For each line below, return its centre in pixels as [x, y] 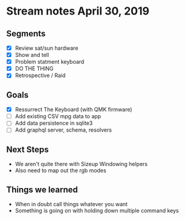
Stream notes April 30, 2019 [78, 11]
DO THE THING [34, 68]
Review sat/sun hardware [47, 48]
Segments [26, 34]
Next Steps [28, 149]
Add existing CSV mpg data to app [58, 116]
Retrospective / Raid [40, 75]
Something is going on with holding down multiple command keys [97, 211]
